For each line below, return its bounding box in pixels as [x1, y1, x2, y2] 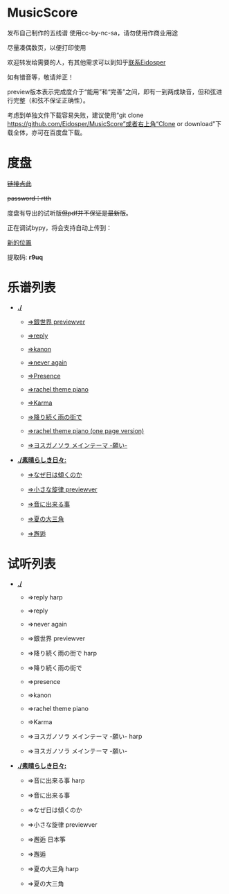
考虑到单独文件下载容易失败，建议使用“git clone [7, 111, 144, 119]
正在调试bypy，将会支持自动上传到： [7, 223, 113, 231]
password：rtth [7, 194, 52, 202]
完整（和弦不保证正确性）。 [12, 96, 89, 105]
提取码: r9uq [7, 253, 44, 261]
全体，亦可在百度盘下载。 [12, 128, 86, 137]
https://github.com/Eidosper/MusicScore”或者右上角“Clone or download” [7, 119, 216, 128]
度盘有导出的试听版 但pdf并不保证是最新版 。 [7, 209, 133, 217]
